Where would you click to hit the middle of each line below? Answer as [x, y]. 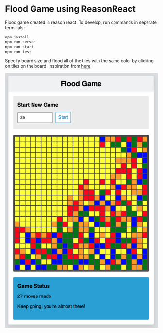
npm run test [18, 52]
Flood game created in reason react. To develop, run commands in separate [81, 22]
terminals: [15, 27]
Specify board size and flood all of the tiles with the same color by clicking [79, 61]
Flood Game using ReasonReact [70, 9]
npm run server [20, 42]
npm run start [19, 47]
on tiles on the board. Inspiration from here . [49, 66]
